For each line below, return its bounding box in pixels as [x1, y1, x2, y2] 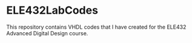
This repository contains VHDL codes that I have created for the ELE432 [6, 23, 187, 30]
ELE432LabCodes [6, 4, 99, 17]
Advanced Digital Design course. [6, 29, 88, 36]
